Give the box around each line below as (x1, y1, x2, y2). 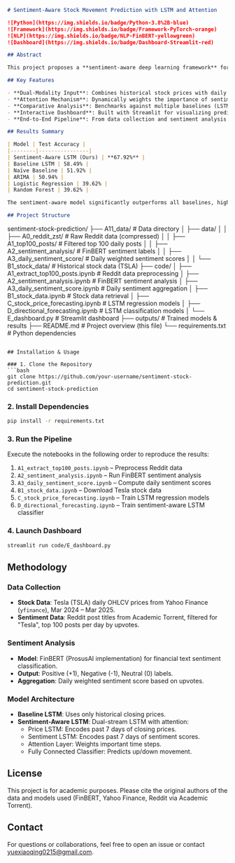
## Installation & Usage (7, 349, 80, 356)
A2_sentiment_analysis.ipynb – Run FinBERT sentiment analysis (17, 471, 201, 480)
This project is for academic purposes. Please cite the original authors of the (7, 786, 228, 794)
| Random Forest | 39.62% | (7, 187, 90, 194)
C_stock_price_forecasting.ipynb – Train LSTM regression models (17, 493, 210, 502)
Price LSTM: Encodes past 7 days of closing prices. (27, 725, 177, 733)
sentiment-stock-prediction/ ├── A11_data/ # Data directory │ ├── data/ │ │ (7, 225, 228, 233)
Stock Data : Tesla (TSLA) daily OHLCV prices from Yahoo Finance (17, 598, 208, 607)
